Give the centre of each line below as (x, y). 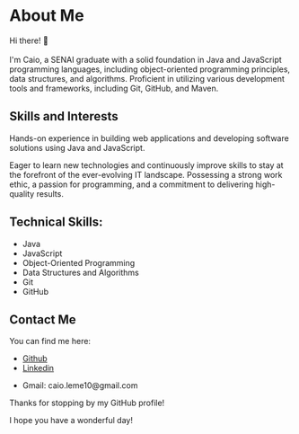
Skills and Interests (64, 116)
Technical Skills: (56, 222)
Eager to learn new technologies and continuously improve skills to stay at (147, 165)
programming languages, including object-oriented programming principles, (149, 69)
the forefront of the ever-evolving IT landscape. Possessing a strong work (146, 174)
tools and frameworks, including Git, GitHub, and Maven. (114, 88)
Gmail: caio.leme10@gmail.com (80, 385)
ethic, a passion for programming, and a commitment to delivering (132, 184)
